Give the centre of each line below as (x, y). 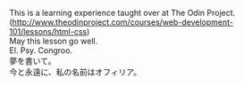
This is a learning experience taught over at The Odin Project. (122, 13)
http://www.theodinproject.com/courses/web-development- (123, 22)
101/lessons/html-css (48, 31)
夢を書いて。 (33, 61)
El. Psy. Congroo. (41, 50)
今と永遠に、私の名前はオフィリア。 (75, 72)
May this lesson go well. (54, 41)
